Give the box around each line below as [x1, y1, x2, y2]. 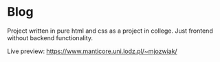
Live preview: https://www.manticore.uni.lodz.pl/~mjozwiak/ [7, 47, 177, 55]
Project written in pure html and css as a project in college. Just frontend [7, 27, 213, 35]
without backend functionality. [7, 33, 93, 42]
